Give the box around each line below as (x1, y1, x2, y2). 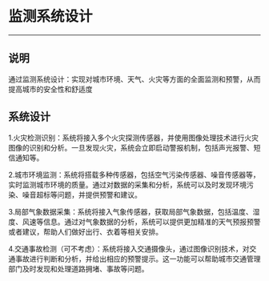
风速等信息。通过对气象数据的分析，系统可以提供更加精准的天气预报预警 (22, 217, 261, 227)
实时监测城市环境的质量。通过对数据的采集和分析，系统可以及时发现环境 (8, 179, 247, 189)
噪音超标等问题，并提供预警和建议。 (22, 190, 142, 199)
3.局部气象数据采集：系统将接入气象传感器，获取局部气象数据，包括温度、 (8, 207, 254, 216)
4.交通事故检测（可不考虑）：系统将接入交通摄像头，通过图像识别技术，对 (8, 243, 250, 253)
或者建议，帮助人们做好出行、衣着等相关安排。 (8, 227, 163, 236)
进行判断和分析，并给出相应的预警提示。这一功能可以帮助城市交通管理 (29, 254, 261, 263)
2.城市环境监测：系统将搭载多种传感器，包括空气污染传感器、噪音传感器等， (8, 170, 260, 179)
